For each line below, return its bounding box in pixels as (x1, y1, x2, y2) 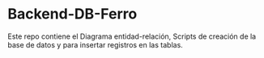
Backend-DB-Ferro (7, 5, 138, 23)
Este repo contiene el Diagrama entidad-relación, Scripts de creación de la (7, 31, 257, 41)
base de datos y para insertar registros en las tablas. (7, 39, 183, 49)
